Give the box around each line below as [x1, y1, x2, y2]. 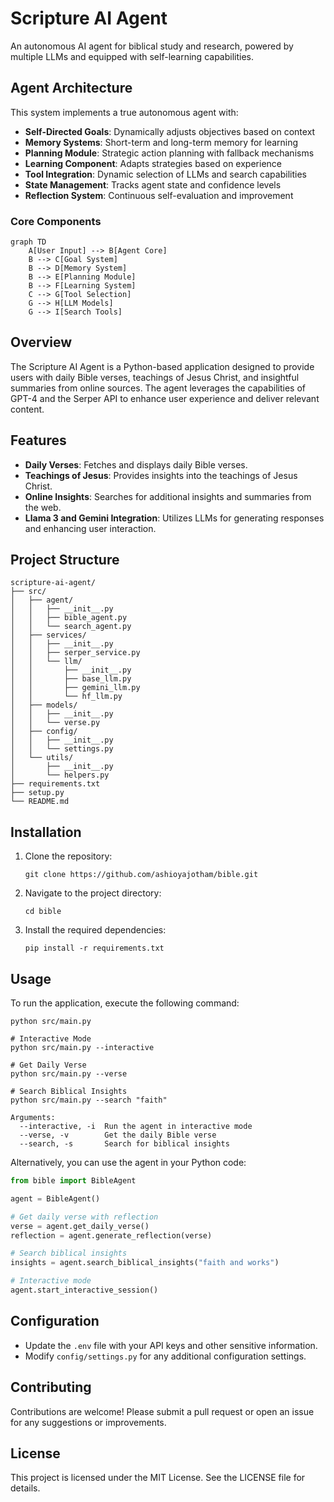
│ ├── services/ [10, 630, 87, 641]
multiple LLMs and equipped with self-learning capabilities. [10, 50, 255, 62]
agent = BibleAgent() [10, 1193, 101, 1204]
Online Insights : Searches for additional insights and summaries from [24, 490, 312, 502]
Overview [10, 334, 73, 351]
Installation [10, 823, 82, 841]
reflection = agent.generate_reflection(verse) [10, 1230, 213, 1241]
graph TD [10, 237, 47, 247]
